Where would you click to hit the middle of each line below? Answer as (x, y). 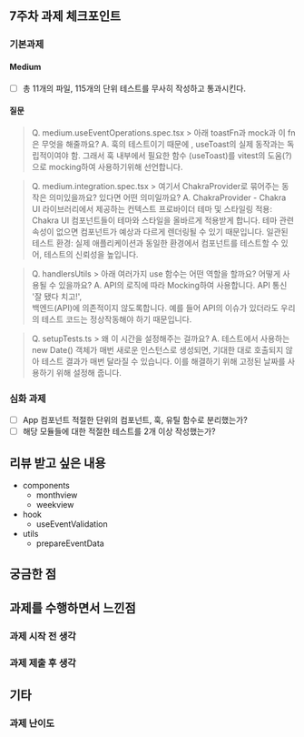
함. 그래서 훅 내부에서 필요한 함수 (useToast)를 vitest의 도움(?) (181, 155)
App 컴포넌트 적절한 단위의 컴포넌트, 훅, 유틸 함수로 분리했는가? (135, 420)
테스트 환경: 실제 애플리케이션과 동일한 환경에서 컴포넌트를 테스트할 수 (155, 243)
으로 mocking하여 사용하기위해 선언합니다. (107, 167)
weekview (55, 505)
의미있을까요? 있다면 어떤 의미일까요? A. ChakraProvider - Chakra (167, 197)
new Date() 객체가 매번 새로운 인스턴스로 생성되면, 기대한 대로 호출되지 (157, 349)
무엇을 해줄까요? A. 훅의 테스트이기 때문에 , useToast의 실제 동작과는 (163, 144)
